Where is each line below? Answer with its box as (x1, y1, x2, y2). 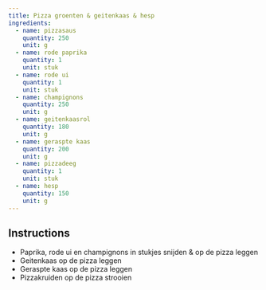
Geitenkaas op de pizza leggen (19, 256, 122, 265)
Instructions (8, 226, 70, 240)
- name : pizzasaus (15, 26, 77, 34)
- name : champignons (15, 93, 84, 101)
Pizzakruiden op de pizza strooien (19, 272, 132, 283)
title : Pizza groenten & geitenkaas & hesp (8, 11, 155, 20)
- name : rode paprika (15, 49, 88, 57)
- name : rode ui (15, 71, 69, 79)
